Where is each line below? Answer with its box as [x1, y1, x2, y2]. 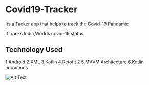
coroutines [5, 64, 28, 70]
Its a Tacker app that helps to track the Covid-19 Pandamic [5, 20, 129, 27]
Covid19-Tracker [5, 4, 78, 15]
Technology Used [5, 45, 63, 54]
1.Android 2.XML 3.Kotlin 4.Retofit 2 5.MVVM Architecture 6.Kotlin [5, 59, 144, 65]
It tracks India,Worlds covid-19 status [5, 30, 84, 36]
